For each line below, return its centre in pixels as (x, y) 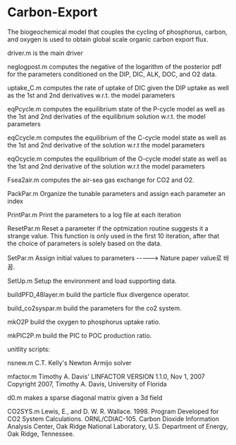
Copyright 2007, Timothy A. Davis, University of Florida (87, 384)
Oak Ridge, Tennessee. (41, 434)
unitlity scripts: (29, 349)
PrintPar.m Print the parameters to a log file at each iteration (94, 214)
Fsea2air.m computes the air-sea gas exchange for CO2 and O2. (101, 180)
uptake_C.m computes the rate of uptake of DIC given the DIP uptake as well (118, 87)
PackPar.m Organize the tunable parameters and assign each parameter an (116, 193)
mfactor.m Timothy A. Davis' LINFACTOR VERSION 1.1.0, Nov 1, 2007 (106, 376)
